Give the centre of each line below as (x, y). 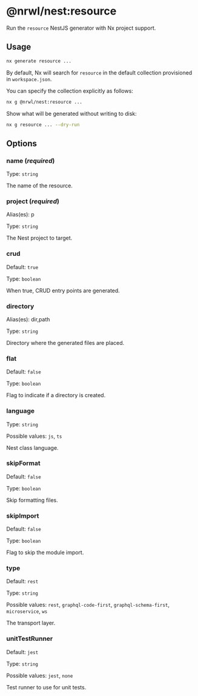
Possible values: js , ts (34, 436)
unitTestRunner (30, 639)
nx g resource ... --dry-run (43, 125)
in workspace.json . (29, 79)
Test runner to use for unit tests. (46, 687)
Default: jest (22, 652)
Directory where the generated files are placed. (65, 343)
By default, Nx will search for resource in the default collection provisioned (99, 72)
